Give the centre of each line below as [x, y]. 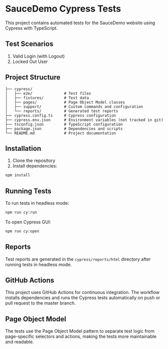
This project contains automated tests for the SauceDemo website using [80, 23]
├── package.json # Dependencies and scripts [64, 129]
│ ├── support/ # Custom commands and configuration [74, 106]
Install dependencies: [35, 166]
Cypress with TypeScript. [32, 28]
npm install [18, 175]
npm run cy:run [21, 212]
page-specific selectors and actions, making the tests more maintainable [81, 336]
